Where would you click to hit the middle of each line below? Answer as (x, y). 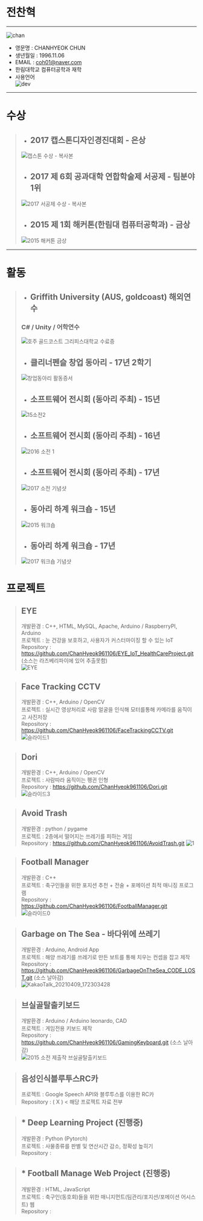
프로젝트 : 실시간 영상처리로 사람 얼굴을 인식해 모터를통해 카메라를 (98, 710)
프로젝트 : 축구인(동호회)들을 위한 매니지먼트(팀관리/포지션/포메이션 (100, 1197)
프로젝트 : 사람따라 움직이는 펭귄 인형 (65, 780)
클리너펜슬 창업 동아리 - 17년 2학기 (91, 362)
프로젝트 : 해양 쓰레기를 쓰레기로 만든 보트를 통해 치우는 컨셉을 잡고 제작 (105, 957)
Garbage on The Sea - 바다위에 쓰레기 (91, 934)
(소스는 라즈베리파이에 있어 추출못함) (64, 660)
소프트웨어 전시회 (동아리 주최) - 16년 (95, 436)
